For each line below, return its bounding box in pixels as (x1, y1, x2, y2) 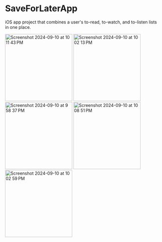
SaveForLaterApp (5, 3, 78, 14)
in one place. (5, 24, 31, 30)
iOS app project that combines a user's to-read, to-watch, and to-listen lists (5, 19, 157, 25)
